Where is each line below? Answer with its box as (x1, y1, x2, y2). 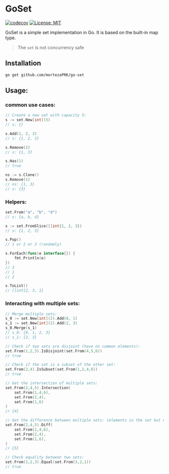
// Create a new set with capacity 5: (5, 113, 87, 118)
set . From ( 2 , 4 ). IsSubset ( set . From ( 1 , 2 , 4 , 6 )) (5, 367, 98, 372)
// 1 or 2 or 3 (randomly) (5, 242, 62, 247)
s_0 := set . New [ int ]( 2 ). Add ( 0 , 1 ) (5, 316, 78, 321)
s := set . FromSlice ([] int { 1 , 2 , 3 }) (5, 223, 82, 229)
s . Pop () (5, 237, 22, 242)
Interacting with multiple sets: (5, 300, 80, 307)
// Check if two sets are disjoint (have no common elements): (5, 344, 141, 349)
